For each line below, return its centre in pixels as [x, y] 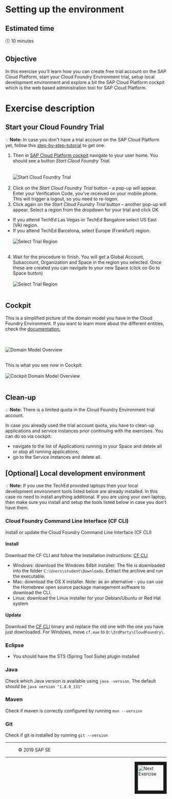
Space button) [28, 273]
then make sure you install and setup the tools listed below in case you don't [86, 502]
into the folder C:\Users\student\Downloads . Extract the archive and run [88, 570]
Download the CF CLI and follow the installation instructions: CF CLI [77, 555]
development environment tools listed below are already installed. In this [81, 491]
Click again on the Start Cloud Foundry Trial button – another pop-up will [89, 204]
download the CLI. [32, 592]
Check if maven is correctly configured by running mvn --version [74, 710]
